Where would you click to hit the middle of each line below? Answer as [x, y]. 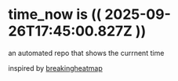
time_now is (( [55, 15]
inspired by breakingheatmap [56, 68]
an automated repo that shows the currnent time [86, 53]
